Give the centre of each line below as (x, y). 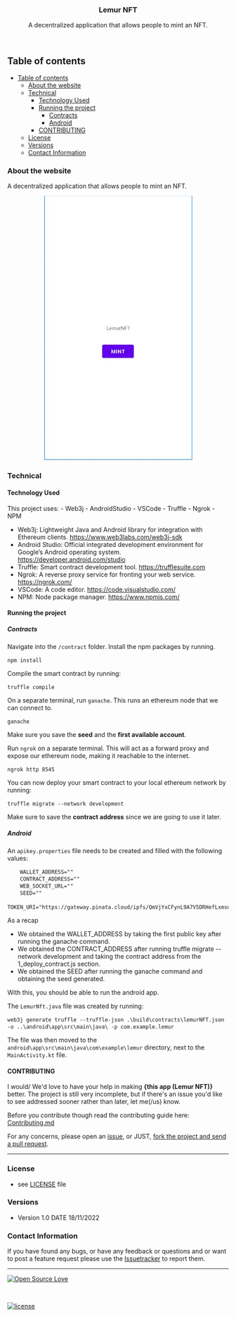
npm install (25, 661)
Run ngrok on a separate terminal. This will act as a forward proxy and (108, 748)
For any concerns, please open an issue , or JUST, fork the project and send (117, 1136)
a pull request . (28, 1144)
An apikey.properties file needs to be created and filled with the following (115, 851)
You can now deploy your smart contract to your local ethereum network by (117, 783)
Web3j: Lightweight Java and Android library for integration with (110, 529)
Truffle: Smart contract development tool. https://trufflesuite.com (111, 567)
